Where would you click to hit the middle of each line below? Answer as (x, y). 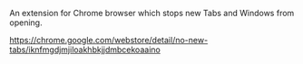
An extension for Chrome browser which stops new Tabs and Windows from (152, 13)
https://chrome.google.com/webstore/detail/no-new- (109, 40)
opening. (26, 23)
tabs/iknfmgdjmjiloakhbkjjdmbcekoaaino (85, 50)
